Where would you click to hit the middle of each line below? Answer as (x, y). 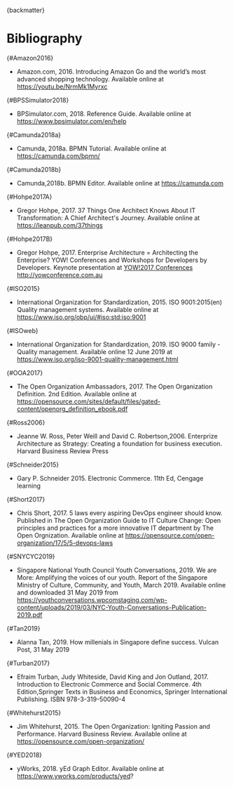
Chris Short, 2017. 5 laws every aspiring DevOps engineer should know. (119, 513)
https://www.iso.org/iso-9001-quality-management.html (97, 359)
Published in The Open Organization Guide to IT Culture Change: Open (119, 520)
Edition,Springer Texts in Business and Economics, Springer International (122, 691)
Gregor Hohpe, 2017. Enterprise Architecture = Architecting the (108, 252)
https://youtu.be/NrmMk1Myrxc (62, 86)
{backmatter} (26, 10)
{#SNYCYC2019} (31, 556)
